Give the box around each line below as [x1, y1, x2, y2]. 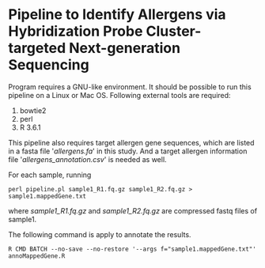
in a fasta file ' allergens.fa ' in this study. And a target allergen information [8, 146, 248, 156]
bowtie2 [19, 105, 47, 115]
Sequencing [8, 56, 89, 74]
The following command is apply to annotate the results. [8, 229, 191, 239]
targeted [8, 40, 66, 57]
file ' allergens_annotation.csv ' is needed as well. [8, 154, 168, 164]
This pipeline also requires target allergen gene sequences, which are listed [8, 138, 255, 147]
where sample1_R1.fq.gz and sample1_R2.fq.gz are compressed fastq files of [8, 206, 258, 215]
